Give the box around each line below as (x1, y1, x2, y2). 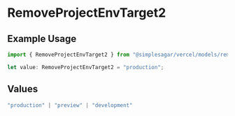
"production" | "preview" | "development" (7, 101, 133, 109)
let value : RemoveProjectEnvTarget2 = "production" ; (7, 64, 164, 71)
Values (7, 83, 38, 95)
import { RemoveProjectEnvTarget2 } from (7, 51, 130, 58)
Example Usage (7, 33, 77, 45)
